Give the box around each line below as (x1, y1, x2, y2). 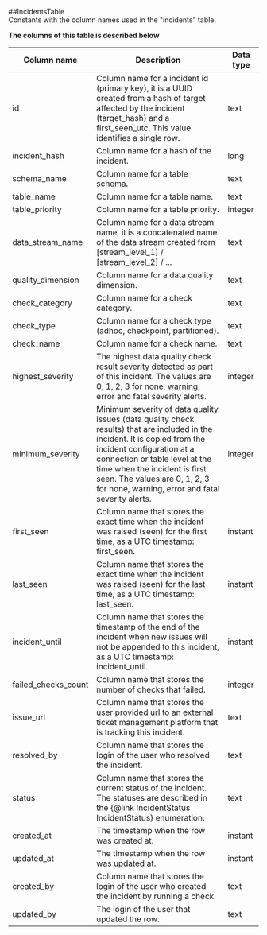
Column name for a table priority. (96, 204, 220, 215)
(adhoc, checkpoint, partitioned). (96, 325, 219, 336)
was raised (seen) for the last (96, 579, 206, 589)
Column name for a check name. (96, 338, 218, 349)
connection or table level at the (96, 453, 212, 464)
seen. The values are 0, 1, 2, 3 (96, 473, 210, 484)
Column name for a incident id (96, 73, 209, 83)
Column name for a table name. (96, 191, 214, 202)
